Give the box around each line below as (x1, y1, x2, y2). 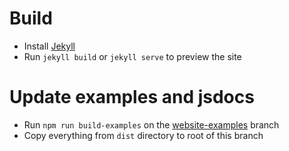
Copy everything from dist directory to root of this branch (23, 129, 264, 141)
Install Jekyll (23, 40, 76, 52)
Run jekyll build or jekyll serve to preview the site (23, 50, 242, 62)
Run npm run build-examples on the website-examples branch (23, 118, 280, 131)
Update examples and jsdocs (9, 86, 255, 109)
